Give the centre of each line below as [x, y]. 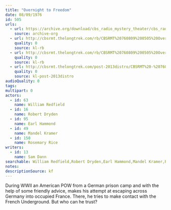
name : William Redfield [40, 105]
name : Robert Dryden [36, 114]
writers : [15, 148]
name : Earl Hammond [35, 124]
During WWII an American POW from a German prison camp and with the [82, 186]
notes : [12, 166]
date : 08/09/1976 [24, 15]
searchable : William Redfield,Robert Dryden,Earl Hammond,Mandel [76, 162]
